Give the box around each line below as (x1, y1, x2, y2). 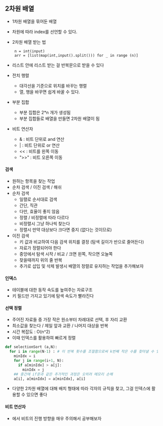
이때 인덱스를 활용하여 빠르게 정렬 (12, 335, 76, 341)
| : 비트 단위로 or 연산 (19, 142, 60, 148)
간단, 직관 (19, 203, 38, 208)
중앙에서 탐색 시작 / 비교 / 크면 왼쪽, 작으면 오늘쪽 (19, 251, 113, 257)
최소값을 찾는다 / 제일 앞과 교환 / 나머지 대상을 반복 (12, 323, 108, 329)
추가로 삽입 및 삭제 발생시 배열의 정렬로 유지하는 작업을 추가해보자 (19, 263, 144, 269)
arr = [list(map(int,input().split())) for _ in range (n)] (14, 53, 139, 58)
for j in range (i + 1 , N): (14, 358, 64, 363)
